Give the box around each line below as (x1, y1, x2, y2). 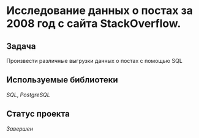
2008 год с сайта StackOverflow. (6, 16, 181, 31)
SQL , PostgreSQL (6, 91, 50, 98)
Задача (6, 41, 36, 51)
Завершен (6, 125, 34, 132)
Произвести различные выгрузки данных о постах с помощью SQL (6, 57, 182, 64)
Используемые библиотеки (6, 74, 118, 85)
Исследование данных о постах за (6, 4, 193, 18)
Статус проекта (6, 109, 70, 119)
